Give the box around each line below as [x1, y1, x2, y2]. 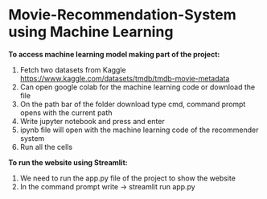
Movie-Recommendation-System [8, 6, 237, 24]
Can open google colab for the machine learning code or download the [19, 82, 256, 92]
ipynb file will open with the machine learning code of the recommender [19, 125, 259, 135]
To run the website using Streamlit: [8, 157, 128, 167]
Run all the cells [19, 142, 73, 151]
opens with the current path [19, 107, 113, 118]
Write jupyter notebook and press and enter [19, 116, 165, 126]
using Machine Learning [8, 23, 174, 41]
